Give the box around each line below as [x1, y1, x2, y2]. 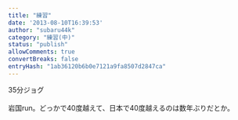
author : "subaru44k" [8, 26, 76, 34]
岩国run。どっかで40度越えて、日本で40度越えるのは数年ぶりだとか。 [8, 103, 235, 112]
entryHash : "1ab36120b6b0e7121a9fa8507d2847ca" [8, 63, 167, 71]
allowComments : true [8, 48, 76, 56]
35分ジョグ [8, 85, 45, 94]
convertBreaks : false [8, 56, 79, 64]
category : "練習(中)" [8, 33, 75, 42]
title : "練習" [8, 11, 52, 20]
